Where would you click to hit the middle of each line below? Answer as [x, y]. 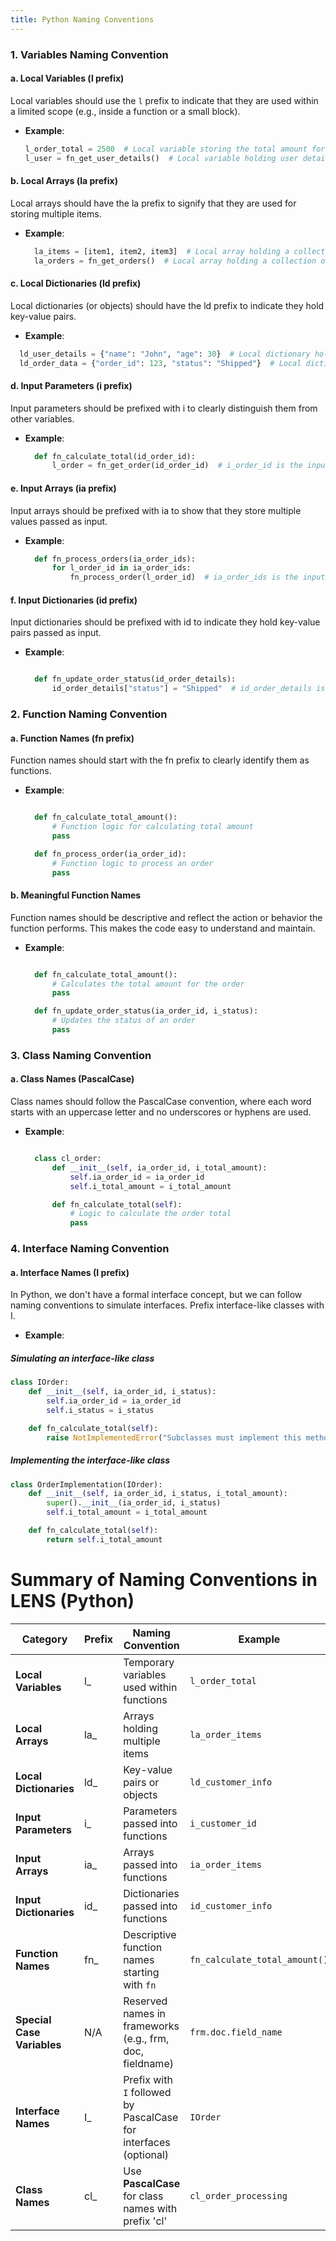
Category [44, 1639]
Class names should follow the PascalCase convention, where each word [161, 1102]
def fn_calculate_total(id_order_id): [115, 456]
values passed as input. [59, 521]
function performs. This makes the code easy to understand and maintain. [163, 928]
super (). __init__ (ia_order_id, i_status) [134, 1503]
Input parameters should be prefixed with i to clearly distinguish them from [164, 408]
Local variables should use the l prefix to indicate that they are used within [164, 100]
